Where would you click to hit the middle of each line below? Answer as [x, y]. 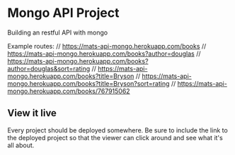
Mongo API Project [63, 13]
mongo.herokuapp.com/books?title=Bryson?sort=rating [88, 83]
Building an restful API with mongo [58, 32]
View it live [32, 113]
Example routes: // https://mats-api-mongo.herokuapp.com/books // [107, 46]
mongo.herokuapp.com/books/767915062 [69, 91]
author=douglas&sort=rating [49, 68]
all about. [21, 145]
